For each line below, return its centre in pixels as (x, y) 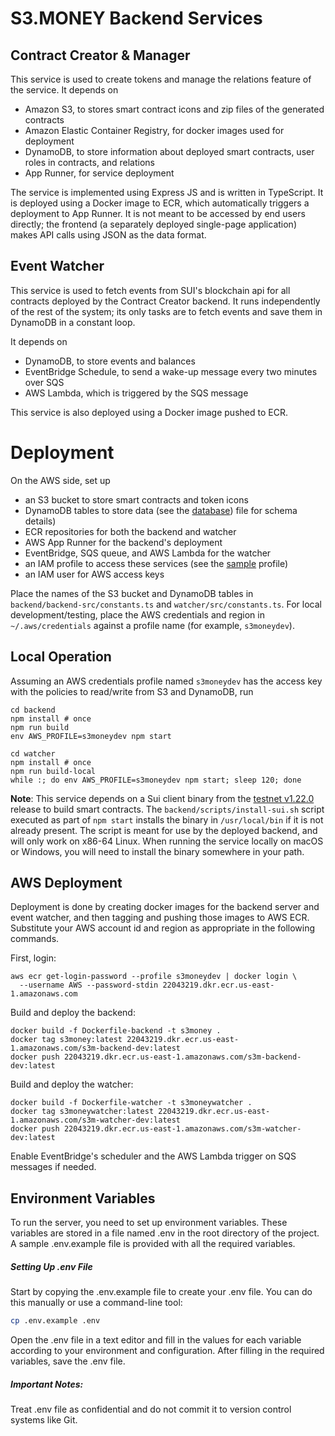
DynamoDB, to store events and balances (110, 361)
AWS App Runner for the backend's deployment (123, 542)
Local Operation (61, 657)
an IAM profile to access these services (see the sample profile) (156, 563)
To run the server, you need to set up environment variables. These (149, 1223)
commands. (35, 939)
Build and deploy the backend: (73, 1013)
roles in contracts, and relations (90, 162)
